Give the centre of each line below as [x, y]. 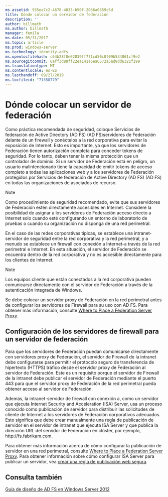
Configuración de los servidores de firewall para [82, 332]
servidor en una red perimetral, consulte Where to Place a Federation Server [84, 451]
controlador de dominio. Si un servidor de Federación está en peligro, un [80, 161]
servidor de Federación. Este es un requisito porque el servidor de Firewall [82, 372]
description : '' [22, 19]
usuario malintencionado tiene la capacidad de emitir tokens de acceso [79, 167]
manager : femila [22, 33]
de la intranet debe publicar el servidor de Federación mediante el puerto [81, 378]
